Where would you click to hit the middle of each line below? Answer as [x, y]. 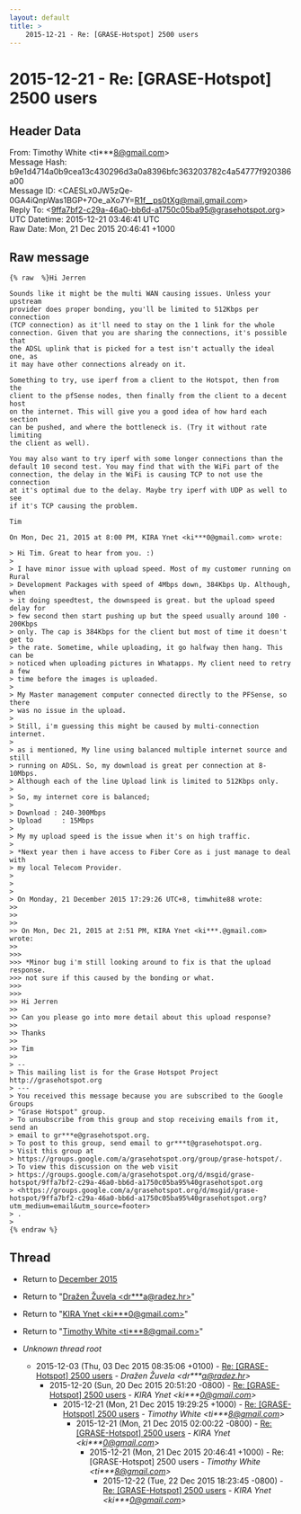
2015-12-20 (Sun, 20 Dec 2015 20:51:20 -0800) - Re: [147, 1385]
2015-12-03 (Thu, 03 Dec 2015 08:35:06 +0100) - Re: [134, 1366]
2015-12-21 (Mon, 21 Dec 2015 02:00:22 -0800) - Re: [174, 1423]
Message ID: [33, 191]
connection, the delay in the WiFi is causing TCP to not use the [136, 475]
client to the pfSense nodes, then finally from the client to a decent [148, 396]
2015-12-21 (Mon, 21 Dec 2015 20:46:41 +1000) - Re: [187, 1452]
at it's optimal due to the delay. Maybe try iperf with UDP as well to [148, 491]
